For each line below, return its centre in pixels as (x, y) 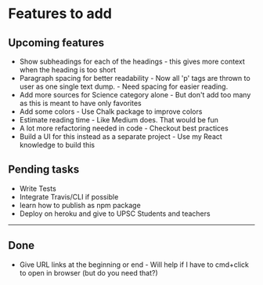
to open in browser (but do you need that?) (88, 272)
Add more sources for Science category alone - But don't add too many (135, 95)
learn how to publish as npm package (80, 205)
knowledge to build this (57, 145)
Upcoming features (56, 43)
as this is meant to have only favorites (81, 103)
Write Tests (38, 188)
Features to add (60, 14)
